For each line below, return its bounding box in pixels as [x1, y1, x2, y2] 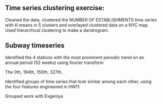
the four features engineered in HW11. [5, 83, 81, 89]
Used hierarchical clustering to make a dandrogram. [5, 27, 109, 33]
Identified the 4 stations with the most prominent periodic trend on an [5, 54, 144, 60]
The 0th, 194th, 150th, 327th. [5, 69, 63, 75]
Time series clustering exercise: [5, 4, 105, 12]
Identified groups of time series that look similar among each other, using [5, 78, 152, 84]
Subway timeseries [5, 42, 65, 50]
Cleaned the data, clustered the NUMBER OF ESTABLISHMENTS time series [5, 17, 157, 22]
